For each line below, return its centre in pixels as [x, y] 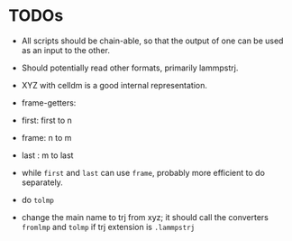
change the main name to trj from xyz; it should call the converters [145, 217]
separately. [42, 182]
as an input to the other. [65, 50]
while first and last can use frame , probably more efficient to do [143, 172]
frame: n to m [46, 137]
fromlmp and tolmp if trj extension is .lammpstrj [108, 227]
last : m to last [47, 155]
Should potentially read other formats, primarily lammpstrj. [130, 68]
